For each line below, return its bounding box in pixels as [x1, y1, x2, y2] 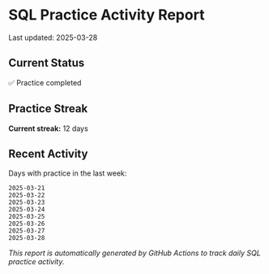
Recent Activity [8, 146, 88, 160]
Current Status [8, 56, 85, 70]
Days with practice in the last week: [8, 168, 127, 178]
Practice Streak [8, 102, 88, 115]
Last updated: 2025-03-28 [8, 33, 98, 42]
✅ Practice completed [8, 77, 82, 87]
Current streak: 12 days [8, 124, 89, 133]
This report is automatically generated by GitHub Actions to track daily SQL [8, 248, 261, 258]
